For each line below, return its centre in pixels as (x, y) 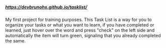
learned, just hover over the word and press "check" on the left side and (80, 30)
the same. (16, 40)
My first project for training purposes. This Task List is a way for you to (78, 19)
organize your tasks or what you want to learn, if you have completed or (80, 24)
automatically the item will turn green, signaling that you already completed (83, 35)
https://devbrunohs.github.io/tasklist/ (46, 7)
